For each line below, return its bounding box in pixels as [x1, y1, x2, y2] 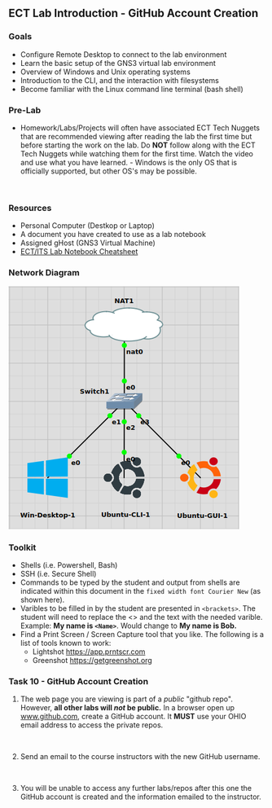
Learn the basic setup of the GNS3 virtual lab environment [20, 58, 216, 68]
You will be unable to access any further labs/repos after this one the [20, 784, 252, 793]
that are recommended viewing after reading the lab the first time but [20, 131, 252, 141]
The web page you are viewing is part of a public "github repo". [20, 694, 234, 704]
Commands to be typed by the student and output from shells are [20, 577, 240, 587]
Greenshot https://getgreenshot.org [32, 655, 152, 665]
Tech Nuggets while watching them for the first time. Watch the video [20, 148, 254, 158]
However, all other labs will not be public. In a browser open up [20, 703, 235, 713]
